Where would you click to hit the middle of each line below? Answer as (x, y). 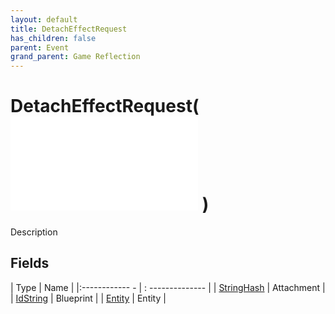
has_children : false (53, 38)
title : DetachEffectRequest (69, 29)
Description (34, 232)
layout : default (44, 19)
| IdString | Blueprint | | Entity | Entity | (88, 298)
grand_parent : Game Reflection (75, 57)
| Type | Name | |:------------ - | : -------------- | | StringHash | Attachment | (168, 287)
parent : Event (40, 47)
